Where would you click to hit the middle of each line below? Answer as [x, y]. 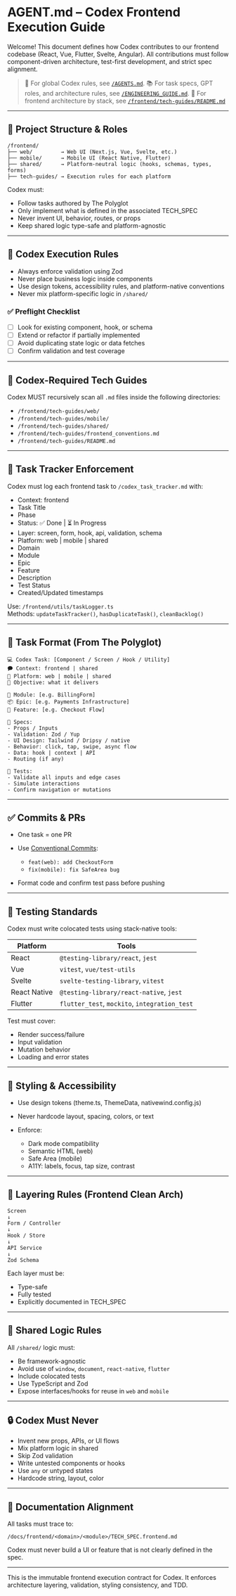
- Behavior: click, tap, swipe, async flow [72, 746]
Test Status [34, 585]
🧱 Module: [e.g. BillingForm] [52, 695]
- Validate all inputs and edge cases [64, 777]
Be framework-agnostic [52, 1361]
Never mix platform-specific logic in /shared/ [83, 293]
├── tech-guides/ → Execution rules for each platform [89, 177]
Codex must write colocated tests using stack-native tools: [92, 928]
